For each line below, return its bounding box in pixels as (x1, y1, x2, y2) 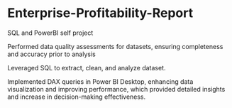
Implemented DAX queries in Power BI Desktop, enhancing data (7, 77, 194, 86)
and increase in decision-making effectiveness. (7, 92, 146, 101)
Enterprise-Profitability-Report (7, 5, 194, 21)
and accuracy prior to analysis (7, 50, 96, 58)
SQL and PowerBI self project (7, 28, 94, 37)
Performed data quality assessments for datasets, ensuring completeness (7, 42, 223, 50)
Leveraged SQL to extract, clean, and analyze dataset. (7, 63, 166, 72)
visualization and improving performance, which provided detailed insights (7, 85, 226, 93)
